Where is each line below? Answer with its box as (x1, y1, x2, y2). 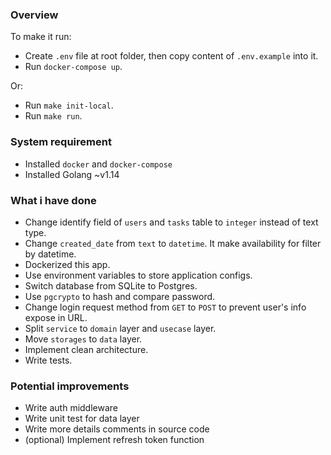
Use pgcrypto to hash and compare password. (24, 290, 216, 302)
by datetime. (24, 248, 77, 260)
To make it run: (10, 31, 72, 43)
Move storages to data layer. (24, 333, 143, 345)
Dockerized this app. (24, 258, 111, 270)
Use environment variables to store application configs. (24, 269, 253, 281)
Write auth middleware (24, 402, 119, 414)
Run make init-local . (24, 99, 114, 112)
